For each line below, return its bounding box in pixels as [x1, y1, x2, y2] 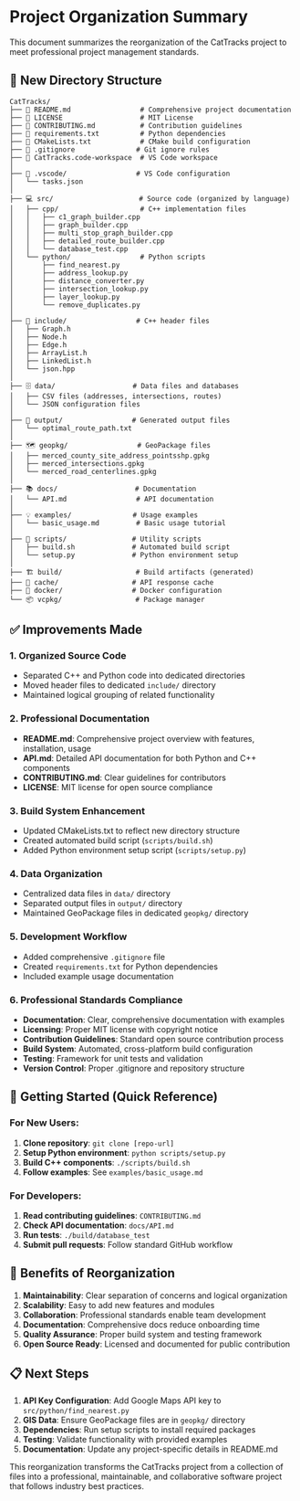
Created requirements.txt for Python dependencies [22, 961, 219, 972]
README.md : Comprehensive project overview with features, [22, 733, 255, 744]
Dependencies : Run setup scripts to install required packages [22, 1423, 256, 1435]
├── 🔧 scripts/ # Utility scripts [9, 534, 202, 544]
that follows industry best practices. [9, 1480, 144, 1491]
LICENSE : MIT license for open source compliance [22, 781, 213, 792]
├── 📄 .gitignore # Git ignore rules [9, 144, 210, 154]
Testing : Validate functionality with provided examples [22, 1433, 228, 1444]
